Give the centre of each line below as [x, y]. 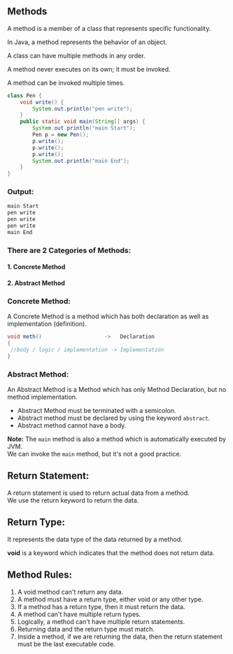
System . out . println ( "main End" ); [81, 161]
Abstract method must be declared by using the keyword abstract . [114, 418]
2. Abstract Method [36, 282]
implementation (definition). [47, 324]
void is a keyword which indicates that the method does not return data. [111, 552]
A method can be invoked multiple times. [66, 83]
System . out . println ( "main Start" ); [84, 128]
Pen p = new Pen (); [61, 135]
